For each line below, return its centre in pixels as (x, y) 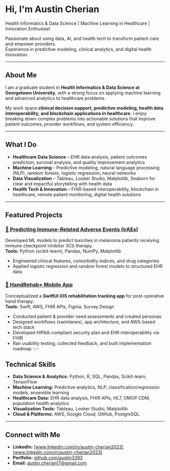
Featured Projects (34, 215)
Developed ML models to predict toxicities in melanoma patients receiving (82, 241)
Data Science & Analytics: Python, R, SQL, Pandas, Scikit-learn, (79, 376)
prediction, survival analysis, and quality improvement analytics (79, 162)
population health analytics (41, 403)
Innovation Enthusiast (28, 28)
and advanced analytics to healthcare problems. (56, 98)
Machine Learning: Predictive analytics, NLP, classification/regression (86, 387)
